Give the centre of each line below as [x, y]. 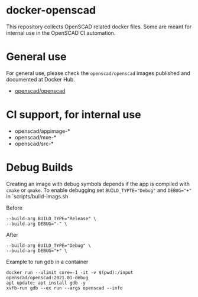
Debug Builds [40, 167]
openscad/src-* [34, 143]
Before [14, 208]
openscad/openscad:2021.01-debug [47, 278]
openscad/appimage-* [42, 131]
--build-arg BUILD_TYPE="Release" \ [51, 218]
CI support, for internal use [74, 115]
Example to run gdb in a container [47, 262]
